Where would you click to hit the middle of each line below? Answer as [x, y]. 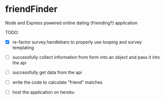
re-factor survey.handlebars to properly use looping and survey [77, 42]
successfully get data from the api [47, 72]
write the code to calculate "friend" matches [57, 82]
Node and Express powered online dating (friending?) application [71, 23]
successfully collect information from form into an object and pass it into [86, 57]
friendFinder [31, 9]
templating [23, 48]
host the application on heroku [43, 92]
